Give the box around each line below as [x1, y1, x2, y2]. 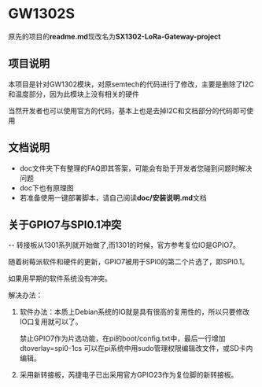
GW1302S [8, 5, 76, 23]
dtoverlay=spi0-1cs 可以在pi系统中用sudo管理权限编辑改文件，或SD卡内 [19, 344, 253, 353]
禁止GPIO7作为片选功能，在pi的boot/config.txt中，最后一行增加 [19, 334, 226, 343]
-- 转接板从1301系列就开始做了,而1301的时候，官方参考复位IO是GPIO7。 [8, 241, 240, 250]
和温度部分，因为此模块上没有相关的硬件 [8, 89, 139, 98]
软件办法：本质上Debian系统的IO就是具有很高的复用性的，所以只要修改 [19, 308, 250, 317]
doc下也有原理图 [19, 182, 74, 193]
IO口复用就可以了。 [19, 317, 83, 326]
